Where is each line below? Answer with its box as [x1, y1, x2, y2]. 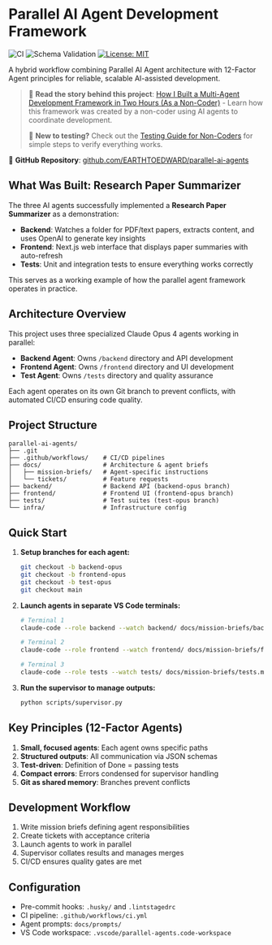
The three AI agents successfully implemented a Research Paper [8, 200, 227, 210]
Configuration [8, 880, 81, 894]
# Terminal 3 [19, 661, 65, 669]
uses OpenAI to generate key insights [19, 233, 146, 243]
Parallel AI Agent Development [8, 5, 219, 24]
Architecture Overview [8, 307, 127, 321]
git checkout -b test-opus [19, 578, 112, 586]
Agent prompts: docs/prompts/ [19, 919, 122, 929]
